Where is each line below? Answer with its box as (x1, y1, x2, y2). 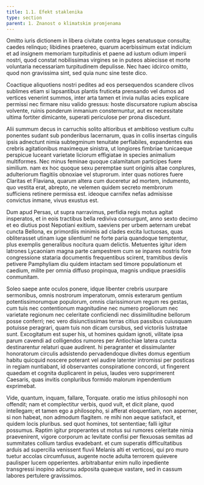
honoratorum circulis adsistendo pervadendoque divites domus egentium (6, 350, 191, 357)
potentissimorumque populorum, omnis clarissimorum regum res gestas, (6, 298, 189, 306)
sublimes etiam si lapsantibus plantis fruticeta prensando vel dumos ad (6, 88, 185, 95)
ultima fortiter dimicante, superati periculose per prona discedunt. (6, 113, 172, 121)
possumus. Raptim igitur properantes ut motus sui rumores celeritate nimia (6, 426, 194, 434)
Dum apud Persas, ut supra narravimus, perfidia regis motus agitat (6, 209, 174, 216)
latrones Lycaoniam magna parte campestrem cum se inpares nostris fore (6, 248, 192, 255)
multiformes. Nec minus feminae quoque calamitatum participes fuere (6, 158, 182, 165)
